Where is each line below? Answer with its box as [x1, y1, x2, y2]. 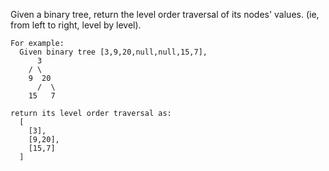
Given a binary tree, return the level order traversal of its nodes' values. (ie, [10, 9, 320, 20]
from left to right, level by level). [10, 19, 142, 31]
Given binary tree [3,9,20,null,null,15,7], [19, 47, 208, 57]
